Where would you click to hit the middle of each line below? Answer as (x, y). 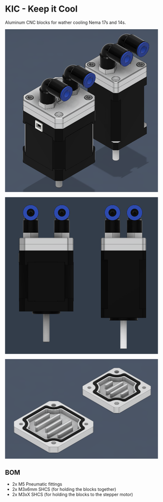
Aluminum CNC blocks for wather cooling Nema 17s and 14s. (65, 22)
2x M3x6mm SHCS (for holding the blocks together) (64, 489)
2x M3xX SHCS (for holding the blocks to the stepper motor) (73, 495)
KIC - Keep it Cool (41, 9)
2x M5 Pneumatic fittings (37, 484)
